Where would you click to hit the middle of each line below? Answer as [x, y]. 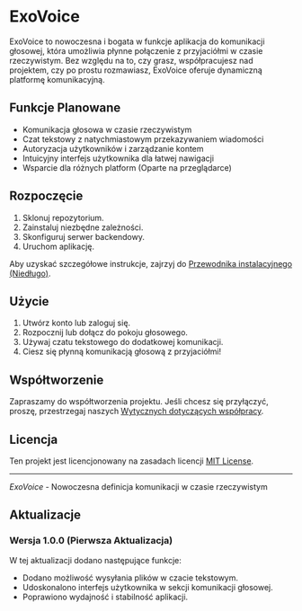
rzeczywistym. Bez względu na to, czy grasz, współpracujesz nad [131, 60]
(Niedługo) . [30, 273]
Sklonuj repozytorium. [63, 217]
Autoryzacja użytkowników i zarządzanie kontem [113, 148]
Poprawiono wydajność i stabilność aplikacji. [105, 597]
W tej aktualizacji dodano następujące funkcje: [96, 560]
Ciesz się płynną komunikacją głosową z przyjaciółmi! [122, 351]
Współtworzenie [57, 380]
